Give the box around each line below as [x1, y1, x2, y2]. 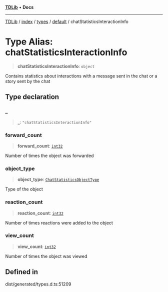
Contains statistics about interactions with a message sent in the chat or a [5, 72, 157, 79]
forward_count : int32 [17, 142, 63, 149]
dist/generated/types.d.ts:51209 [5, 281, 71, 287]
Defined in [5, 267, 38, 276]
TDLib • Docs [5, 4, 34, 10]
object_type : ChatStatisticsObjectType [17, 176, 99, 182]
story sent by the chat [5, 78, 50, 84]
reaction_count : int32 [17, 210, 64, 216]
